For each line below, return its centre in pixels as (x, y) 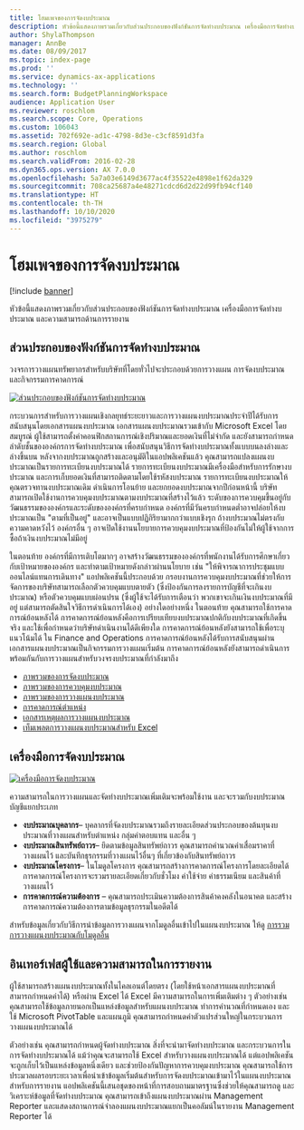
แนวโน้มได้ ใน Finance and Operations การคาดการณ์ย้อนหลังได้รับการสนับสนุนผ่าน (142, 638)
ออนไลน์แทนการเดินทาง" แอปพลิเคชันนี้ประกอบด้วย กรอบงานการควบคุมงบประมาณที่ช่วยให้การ (150, 577)
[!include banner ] (42, 290)
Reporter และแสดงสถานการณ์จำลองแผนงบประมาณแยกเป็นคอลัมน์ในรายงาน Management (152, 1106)
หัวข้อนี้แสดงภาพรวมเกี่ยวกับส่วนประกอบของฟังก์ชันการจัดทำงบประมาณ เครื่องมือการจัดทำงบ (146, 308)
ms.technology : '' (44, 85)
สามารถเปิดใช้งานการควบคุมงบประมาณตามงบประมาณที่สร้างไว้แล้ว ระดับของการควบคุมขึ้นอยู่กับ (150, 497)
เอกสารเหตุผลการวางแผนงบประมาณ (76, 717)
